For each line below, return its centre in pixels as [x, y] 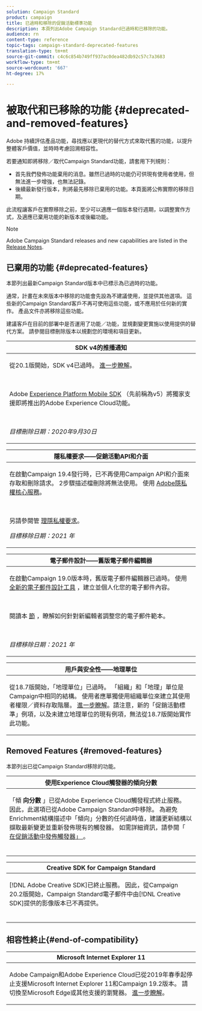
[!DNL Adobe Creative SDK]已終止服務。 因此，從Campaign [94, 885]
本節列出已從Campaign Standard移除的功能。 [63, 766]
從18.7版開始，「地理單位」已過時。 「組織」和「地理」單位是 [96, 687]
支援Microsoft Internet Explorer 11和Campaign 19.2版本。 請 [102, 983]
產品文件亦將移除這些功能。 [52, 311]
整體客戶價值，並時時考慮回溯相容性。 [54, 149]
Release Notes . [25, 247]
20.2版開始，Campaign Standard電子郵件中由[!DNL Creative [95, 894]
